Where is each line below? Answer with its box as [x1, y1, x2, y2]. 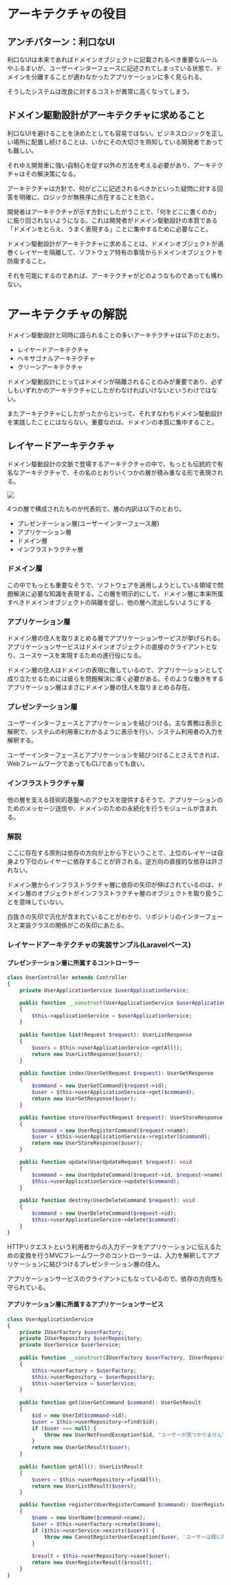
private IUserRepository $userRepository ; [19, 1335, 143, 1342]
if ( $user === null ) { [32, 1425, 97, 1432]
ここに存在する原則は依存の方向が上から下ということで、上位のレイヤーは [7, 849, 218, 857]
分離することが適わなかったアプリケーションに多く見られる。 [30, 73, 206, 81]
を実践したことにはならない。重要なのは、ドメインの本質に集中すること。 [7, 418, 218, 426]
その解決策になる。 [25, 170, 80, 178]
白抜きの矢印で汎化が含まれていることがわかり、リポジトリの [7, 913, 182, 921]
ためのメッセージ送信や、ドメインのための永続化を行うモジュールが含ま [7, 804, 212, 813]
